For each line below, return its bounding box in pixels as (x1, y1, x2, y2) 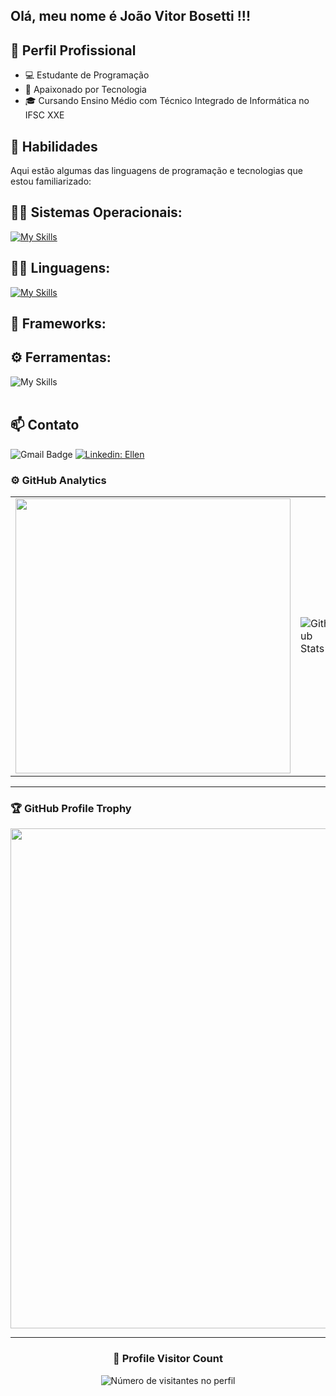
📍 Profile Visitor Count (113, 1352, 223, 1366)
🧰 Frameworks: (10, 315, 107, 333)
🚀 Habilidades (10, 138, 98, 155)
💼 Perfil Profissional (10, 42, 137, 59)
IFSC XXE (24, 109, 65, 121)
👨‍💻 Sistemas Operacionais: (10, 204, 183, 221)
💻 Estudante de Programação (24, 69, 150, 81)
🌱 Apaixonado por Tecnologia (24, 84, 147, 96)
